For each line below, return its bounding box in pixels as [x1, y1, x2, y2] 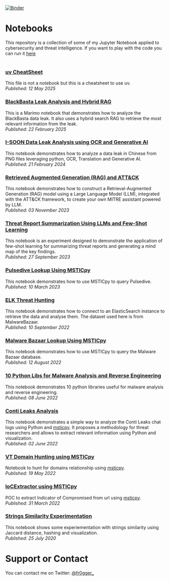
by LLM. [5, 202, 22, 208]
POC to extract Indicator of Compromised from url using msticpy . [5, 494, 141, 500]
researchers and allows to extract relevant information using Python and [5, 430, 156, 436]
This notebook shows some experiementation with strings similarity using [5, 524, 159, 530]
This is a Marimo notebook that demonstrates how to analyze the [5, 110, 141, 116]
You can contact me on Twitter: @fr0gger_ [5, 570, 94, 576]
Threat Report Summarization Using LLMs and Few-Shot [5, 220, 147, 227]
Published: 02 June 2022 [5, 440, 58, 446]
